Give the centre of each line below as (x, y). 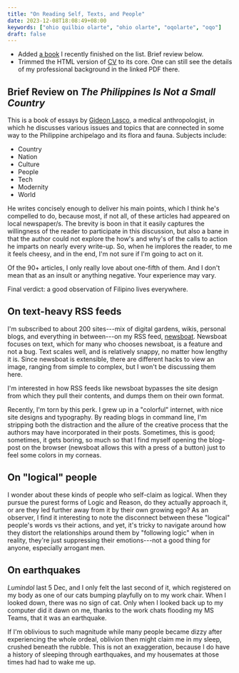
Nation (27, 157)
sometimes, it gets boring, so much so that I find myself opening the (108, 440)
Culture (29, 164)
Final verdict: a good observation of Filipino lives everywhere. (98, 289)
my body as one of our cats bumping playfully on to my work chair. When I (117, 595)
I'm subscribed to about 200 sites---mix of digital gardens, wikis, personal (117, 328)
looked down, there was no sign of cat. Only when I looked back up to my (115, 602)
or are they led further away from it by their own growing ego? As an (108, 510)
